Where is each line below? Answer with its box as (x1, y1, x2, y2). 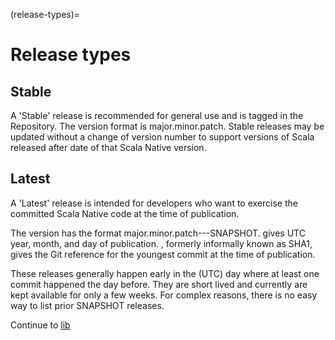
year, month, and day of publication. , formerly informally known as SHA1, (10, 237, 313, 249)
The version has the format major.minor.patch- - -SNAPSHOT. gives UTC (10, 227, 306, 239)
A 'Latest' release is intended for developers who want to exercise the (10, 197, 298, 209)
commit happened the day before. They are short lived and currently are (10, 278, 308, 290)
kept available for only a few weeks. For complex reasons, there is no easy (10, 289, 318, 301)
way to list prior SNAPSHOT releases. (10, 299, 165, 311)
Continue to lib (10, 319, 71, 331)
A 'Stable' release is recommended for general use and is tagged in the (10, 110, 304, 121)
